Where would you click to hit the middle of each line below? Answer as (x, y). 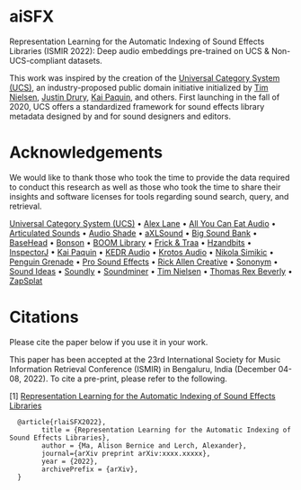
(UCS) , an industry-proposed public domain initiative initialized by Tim (139, 87)
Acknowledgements (86, 152)
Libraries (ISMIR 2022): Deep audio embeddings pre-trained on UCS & (139, 50)
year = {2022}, (70, 461)
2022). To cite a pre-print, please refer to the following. (125, 379)
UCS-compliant (38, 60)
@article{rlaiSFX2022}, (62, 422)
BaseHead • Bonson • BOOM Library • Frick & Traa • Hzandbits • (131, 242)
